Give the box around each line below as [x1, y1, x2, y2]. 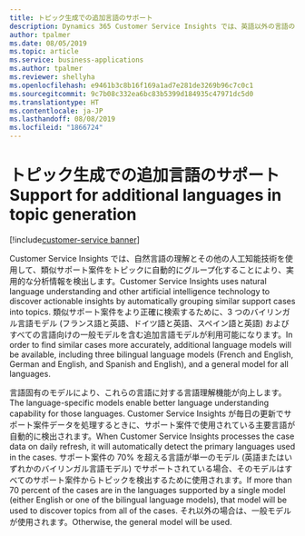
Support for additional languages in [9, 185, 282, 205]
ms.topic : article [9, 47, 79, 56]
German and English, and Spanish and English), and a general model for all [9, 358, 289, 369]
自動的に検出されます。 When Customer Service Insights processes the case [9, 431, 295, 442]
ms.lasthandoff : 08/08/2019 [9, 114, 116, 124]
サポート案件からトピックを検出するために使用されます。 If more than [33, 474, 292, 485]
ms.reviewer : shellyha [9, 73, 95, 82]
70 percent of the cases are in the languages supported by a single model [9, 484, 286, 495]
